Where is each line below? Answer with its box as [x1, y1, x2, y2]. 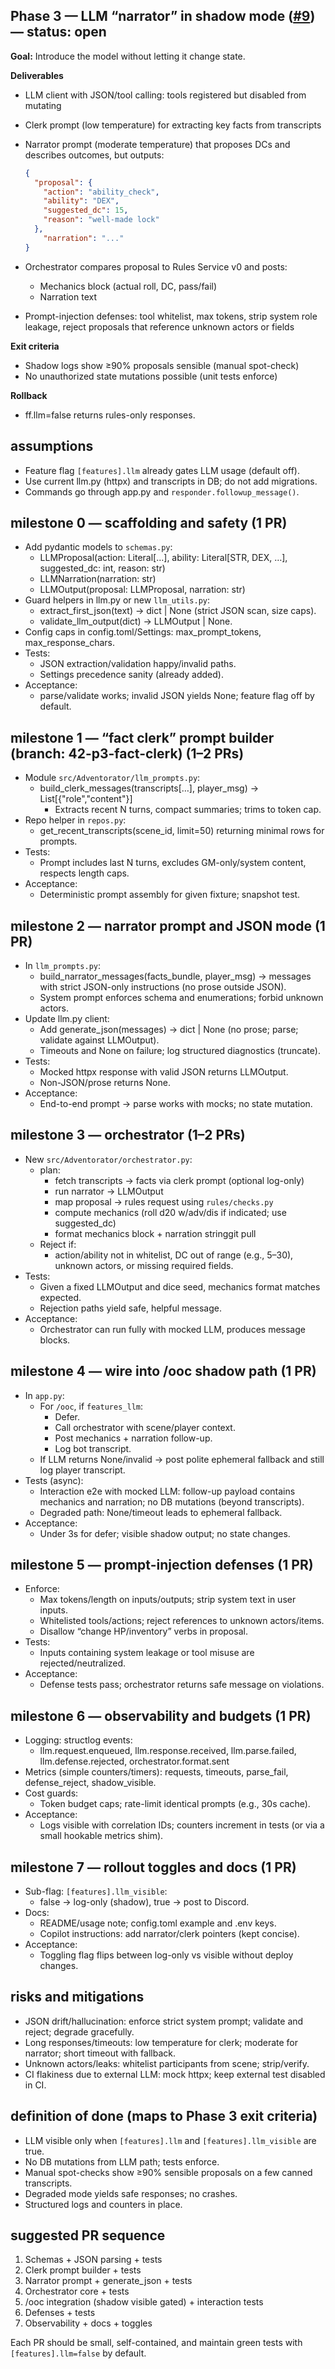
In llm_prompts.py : [24, 959, 102, 971]
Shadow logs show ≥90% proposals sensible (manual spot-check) [24, 359, 300, 371]
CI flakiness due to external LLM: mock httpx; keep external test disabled [24, 2068, 326, 2080]
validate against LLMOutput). [39, 1034, 160, 1046]
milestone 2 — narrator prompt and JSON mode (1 [10, 917, 326, 934]
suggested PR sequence [10, 2227, 166, 2244]
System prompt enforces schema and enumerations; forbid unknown [39, 991, 324, 1003]
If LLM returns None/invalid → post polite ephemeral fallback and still [39, 1453, 325, 1465]
